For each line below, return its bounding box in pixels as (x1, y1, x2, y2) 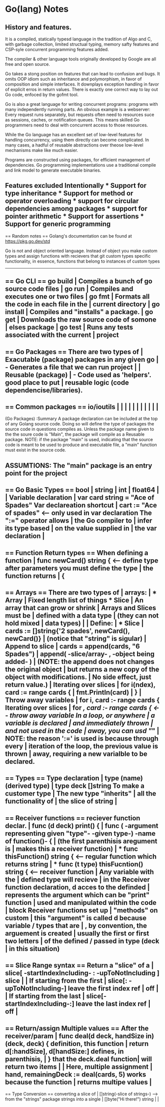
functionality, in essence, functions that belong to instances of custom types (5, 258, 160, 264)
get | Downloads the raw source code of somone (5, 316, 157, 324)
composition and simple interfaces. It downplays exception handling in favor (5, 81, 160, 87)
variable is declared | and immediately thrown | (5, 719, 153, 727)
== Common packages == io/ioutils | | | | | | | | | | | (5, 402, 159, 411)
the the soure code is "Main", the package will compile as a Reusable (5, 431, 145, 437)
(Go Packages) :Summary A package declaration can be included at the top (5, 416, 158, 421)
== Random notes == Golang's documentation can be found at (5, 233, 132, 239)
